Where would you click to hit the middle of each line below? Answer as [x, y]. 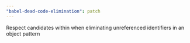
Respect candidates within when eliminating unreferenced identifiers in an [95, 28]
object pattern [23, 34]
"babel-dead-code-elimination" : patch [53, 11]
